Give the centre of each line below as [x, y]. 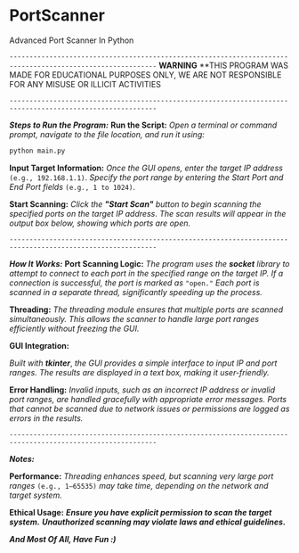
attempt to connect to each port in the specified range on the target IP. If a [146, 273]
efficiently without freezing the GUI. [74, 328]
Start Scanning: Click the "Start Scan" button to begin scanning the [135, 204]
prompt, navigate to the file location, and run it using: [107, 134]
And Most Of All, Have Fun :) [63, 539]
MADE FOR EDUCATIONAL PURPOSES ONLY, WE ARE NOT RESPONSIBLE [145, 74]
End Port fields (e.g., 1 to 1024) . [73, 186]
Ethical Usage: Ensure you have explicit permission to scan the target [141, 512]
